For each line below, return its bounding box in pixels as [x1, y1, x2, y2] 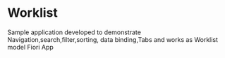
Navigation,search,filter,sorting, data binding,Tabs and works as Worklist [7, 35, 219, 43]
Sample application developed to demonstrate [7, 28, 141, 36]
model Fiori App [7, 43, 54, 51]
